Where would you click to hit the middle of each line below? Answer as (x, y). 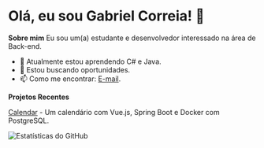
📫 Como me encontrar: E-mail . (70, 79)
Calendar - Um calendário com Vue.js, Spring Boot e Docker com (114, 112)
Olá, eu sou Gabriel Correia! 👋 (106, 16)
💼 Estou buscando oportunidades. (75, 69)
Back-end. (25, 46)
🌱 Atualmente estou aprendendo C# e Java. (90, 61)
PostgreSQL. (29, 120)
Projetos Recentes (39, 97)
